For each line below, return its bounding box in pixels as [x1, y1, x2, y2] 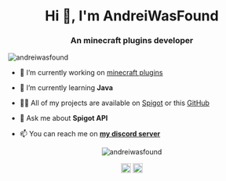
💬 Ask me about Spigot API [19, 114, 108, 123]
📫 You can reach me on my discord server [19, 129, 161, 139]
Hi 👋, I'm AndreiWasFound [45, 7, 219, 25]
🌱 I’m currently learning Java [19, 83, 114, 92]
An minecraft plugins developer [70, 35, 194, 46]
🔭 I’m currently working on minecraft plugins [19, 68, 163, 78]
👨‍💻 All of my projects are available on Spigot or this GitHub [19, 98, 210, 108]
